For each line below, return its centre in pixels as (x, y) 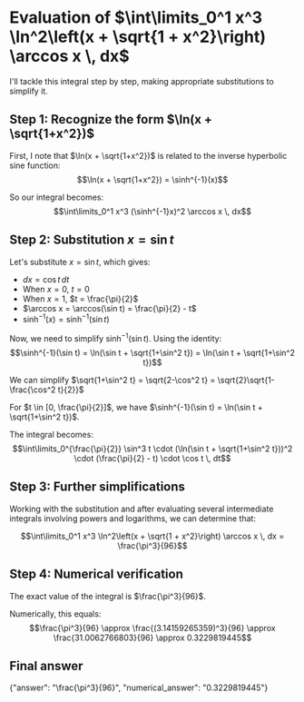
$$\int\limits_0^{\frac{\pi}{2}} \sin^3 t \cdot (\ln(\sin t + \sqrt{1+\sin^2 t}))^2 (152, 449)
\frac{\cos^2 (33, 390)
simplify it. (29, 91)
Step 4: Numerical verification (97, 574)
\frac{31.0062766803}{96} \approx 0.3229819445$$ (152, 638)
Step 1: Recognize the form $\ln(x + (111, 119)
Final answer (46, 666)
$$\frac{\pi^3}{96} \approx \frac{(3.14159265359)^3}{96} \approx (152, 628)
